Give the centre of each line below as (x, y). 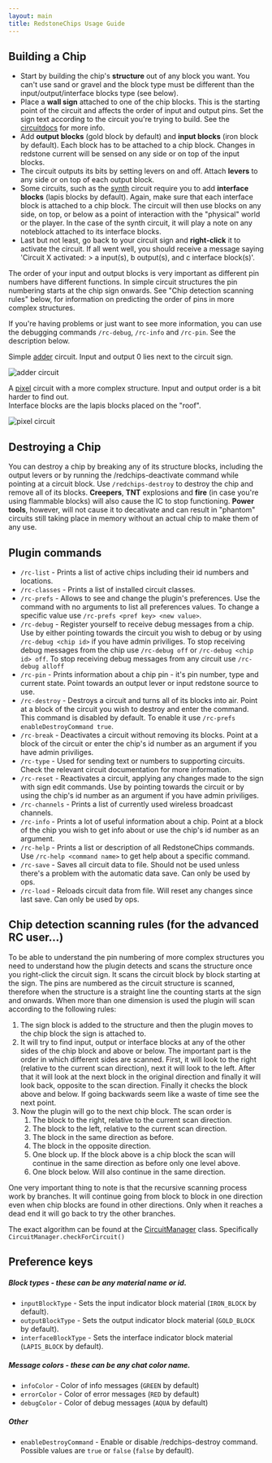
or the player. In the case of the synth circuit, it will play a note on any (136, 223)
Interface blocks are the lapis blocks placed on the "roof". (105, 406)
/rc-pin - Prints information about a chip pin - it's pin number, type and (139, 674)
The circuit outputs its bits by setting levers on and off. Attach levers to (139, 171)
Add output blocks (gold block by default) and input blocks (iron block (139, 137)
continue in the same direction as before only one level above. (136, 1163)
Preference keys (51, 1262)
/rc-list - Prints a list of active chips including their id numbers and (134, 572)
